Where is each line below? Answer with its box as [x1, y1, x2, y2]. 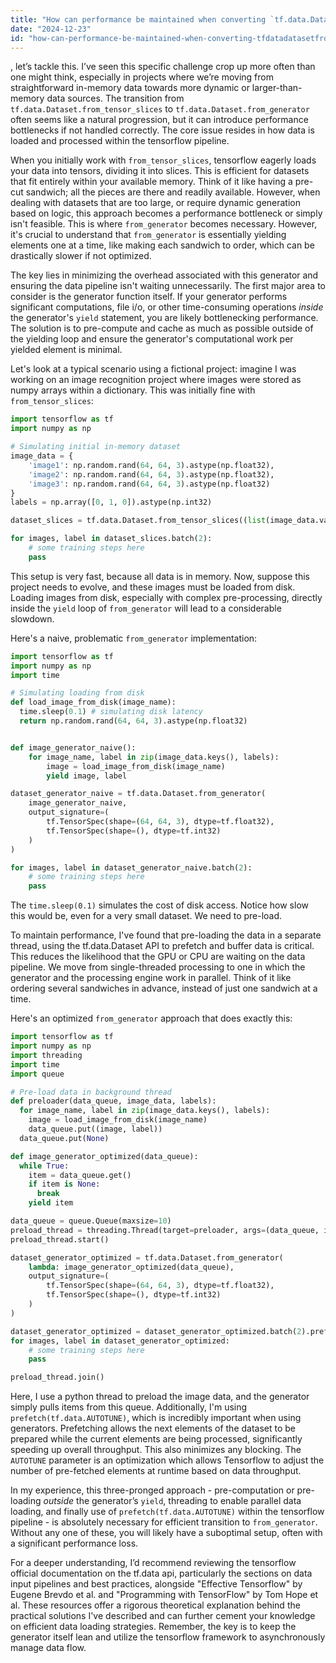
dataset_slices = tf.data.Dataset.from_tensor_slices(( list [10, 516, 267, 526]
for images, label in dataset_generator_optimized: [10, 1336, 230, 1346]
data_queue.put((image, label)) [28, 1124, 163, 1134]
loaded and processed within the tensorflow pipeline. [10, 135, 230, 147]
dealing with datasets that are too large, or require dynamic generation [10, 197, 301, 209]
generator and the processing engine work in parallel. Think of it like [10, 972, 292, 984]
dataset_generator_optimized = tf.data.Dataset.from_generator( [10, 1252, 284, 1263]
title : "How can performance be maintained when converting [10, 14, 267, 25]
